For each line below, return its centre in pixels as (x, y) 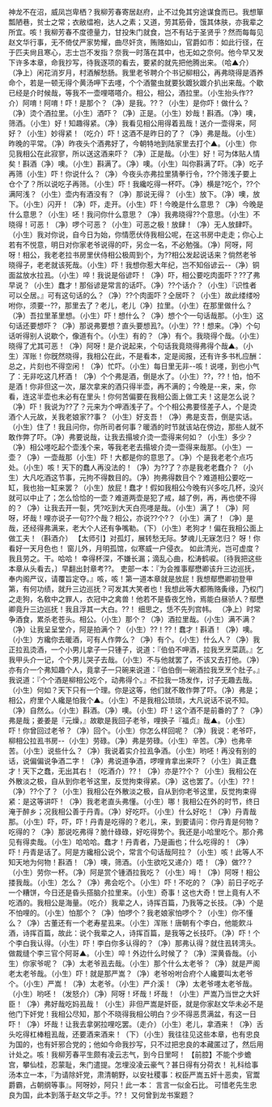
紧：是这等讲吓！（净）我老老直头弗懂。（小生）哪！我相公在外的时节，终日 (134, 801)
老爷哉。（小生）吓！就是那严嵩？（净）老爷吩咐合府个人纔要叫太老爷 (138, 973)
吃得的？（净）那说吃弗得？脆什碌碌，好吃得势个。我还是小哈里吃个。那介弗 (136, 832)
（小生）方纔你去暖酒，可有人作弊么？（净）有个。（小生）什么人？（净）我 (134, 639)
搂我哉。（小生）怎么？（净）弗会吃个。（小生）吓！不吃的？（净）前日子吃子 (136, 882)
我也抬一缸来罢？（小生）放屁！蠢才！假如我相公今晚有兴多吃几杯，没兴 (143, 488)
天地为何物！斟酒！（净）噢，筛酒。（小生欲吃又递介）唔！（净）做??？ (134, 862)
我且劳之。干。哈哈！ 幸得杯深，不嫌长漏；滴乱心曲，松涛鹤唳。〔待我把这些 (135, 558)
